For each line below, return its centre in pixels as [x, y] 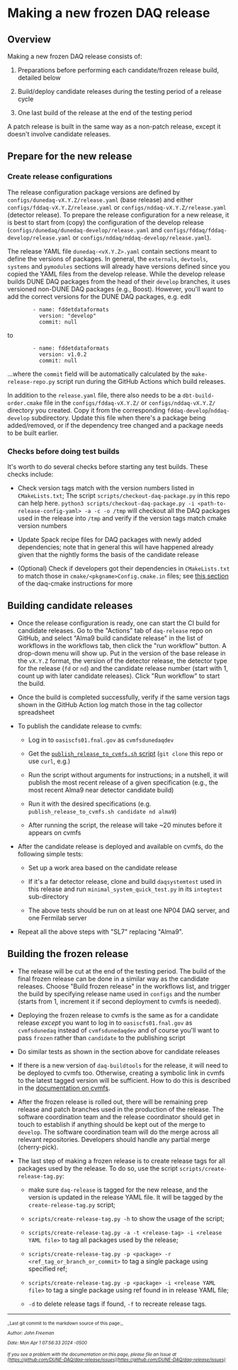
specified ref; [47, 1268]
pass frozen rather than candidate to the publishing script [101, 1037]
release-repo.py [31, 382]
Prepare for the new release [70, 157]
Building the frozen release [68, 954]
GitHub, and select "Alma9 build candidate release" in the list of [110, 638]
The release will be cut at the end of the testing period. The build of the [121, 971]
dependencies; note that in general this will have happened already [115, 547]
